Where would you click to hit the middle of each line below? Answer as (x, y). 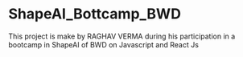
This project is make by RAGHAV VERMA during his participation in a (122, 36)
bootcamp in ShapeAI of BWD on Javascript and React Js (104, 44)
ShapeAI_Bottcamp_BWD (95, 14)
